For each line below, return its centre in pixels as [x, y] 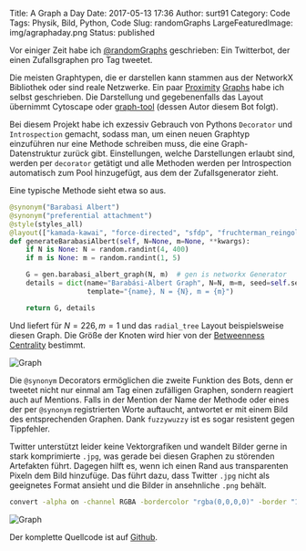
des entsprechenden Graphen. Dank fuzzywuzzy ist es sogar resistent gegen [152, 419]
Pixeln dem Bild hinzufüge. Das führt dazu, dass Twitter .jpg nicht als [140, 475]
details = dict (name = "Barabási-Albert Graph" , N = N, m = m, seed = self [156, 283]
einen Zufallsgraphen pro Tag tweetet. [81, 60]
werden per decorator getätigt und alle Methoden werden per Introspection [150, 163]
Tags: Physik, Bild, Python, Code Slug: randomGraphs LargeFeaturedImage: [151, 23]
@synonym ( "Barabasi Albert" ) [65, 207]
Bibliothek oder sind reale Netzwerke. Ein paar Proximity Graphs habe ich [147, 87]
